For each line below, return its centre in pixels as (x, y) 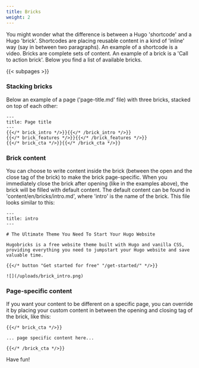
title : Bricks (24, 12)
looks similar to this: (31, 203)
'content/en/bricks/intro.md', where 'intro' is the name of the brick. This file (98, 196)
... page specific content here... (50, 338)
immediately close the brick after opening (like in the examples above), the (97, 184)
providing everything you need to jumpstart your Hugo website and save (98, 250)
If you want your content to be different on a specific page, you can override (99, 304)
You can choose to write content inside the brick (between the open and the (99, 171)
